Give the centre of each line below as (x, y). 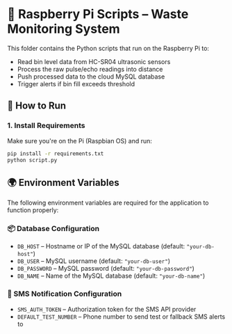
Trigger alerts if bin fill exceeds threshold (76, 83)
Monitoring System (64, 29)
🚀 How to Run (37, 106)
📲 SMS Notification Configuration (65, 294)
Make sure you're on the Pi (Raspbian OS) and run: (80, 141)
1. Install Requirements (46, 126)
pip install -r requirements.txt (56, 153)
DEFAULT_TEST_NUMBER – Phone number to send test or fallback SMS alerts (121, 317)
